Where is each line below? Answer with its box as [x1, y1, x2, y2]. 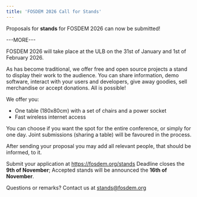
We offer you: [6, 96, 40, 103]
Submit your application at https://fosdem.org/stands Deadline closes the [6, 160, 185, 167]
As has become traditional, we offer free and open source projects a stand [6, 65, 188, 73]
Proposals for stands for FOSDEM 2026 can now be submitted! [6, 25, 161, 32]
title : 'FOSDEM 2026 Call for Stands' [6, 8, 102, 15]
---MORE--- [6, 36, 36, 43]
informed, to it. [6, 149, 43, 156]
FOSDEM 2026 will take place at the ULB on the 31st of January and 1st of [6, 48, 186, 55]
